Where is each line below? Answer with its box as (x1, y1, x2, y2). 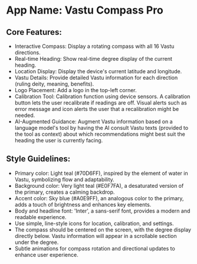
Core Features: (6, 27, 62, 37)
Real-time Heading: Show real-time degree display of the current (14, 56, 173, 62)
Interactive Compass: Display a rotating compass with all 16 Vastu (14, 43, 175, 50)
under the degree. (14, 239, 59, 246)
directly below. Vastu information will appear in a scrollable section (14, 232, 177, 239)
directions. (14, 49, 41, 56)
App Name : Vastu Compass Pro (6, 4, 163, 17)
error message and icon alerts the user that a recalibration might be (14, 106, 179, 112)
